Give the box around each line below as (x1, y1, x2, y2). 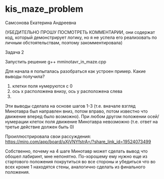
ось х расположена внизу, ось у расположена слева (12, 88, 122, 94)
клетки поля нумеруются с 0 (12, 83, 73, 89)
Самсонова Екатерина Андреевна (5, 20, 77, 26)
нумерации (5, 119, 29, 124)
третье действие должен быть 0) (5, 124, 74, 130)
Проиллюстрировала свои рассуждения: (5, 133, 92, 139)
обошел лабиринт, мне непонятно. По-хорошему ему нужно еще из (5, 153, 148, 159)
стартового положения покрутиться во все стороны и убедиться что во (5, 158, 156, 164)
